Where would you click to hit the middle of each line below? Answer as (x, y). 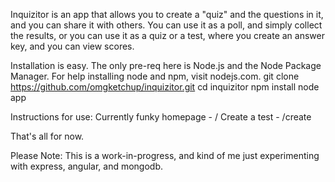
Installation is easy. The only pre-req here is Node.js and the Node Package (166, 65)
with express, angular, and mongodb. (87, 166)
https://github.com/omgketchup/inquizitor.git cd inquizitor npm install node (165, 87)
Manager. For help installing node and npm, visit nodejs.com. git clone (155, 76)
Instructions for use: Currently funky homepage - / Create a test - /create (161, 117)
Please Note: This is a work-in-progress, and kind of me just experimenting (165, 155)
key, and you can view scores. (72, 46)
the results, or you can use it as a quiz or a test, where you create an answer (167, 35)
